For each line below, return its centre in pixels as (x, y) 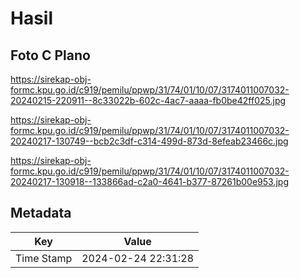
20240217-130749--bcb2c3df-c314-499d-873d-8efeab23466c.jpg (149, 141)
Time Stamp (44, 258)
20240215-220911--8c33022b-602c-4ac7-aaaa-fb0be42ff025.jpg (148, 100)
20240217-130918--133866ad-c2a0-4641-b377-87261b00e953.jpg (150, 181)
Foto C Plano (50, 55)
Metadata (41, 213)
